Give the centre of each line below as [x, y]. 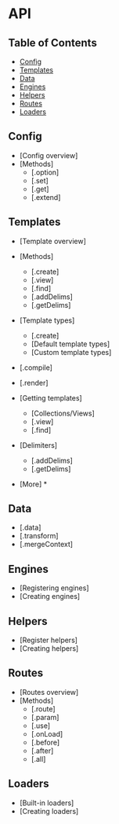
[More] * [33, 484]
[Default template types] [70, 344]
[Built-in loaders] [47, 803]
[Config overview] [49, 155]
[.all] [38, 759]
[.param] [45, 717]
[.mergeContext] [46, 545]
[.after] [42, 750]
